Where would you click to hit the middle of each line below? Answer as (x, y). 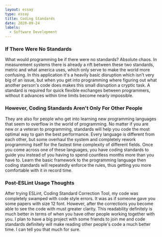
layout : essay (19, 9)
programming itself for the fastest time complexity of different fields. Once (79, 144)
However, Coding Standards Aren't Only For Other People (74, 108)
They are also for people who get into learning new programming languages (81, 119)
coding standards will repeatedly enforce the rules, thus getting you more (78, 165)
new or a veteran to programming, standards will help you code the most (77, 129)
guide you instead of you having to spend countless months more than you (80, 155)
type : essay (17, 14)
